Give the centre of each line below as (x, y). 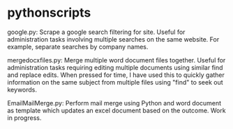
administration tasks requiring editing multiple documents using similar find (115, 67)
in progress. (24, 118)
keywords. (22, 89)
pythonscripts (49, 13)
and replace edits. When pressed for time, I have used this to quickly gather (116, 75)
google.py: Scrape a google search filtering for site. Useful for (96, 32)
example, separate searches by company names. (78, 46)
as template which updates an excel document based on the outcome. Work (116, 110)
